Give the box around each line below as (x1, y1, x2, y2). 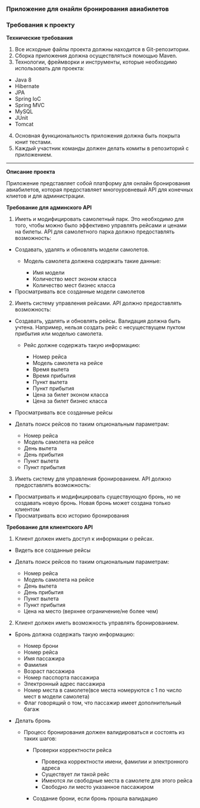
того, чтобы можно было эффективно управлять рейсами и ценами (14, 222, 187, 229)
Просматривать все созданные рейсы (14, 409, 113, 416)
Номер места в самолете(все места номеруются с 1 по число (23, 687, 182, 694)
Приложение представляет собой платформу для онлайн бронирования (6, 180, 190, 187)
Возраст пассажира (23, 667, 75, 675)
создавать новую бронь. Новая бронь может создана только (14, 500, 171, 507)
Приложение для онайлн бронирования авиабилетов (6, 5, 170, 13)
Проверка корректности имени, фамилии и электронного (41, 758, 189, 765)
